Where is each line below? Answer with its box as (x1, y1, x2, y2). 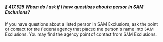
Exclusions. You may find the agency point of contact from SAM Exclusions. (5, 31, 157, 37)
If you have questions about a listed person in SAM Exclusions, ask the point (5, 21, 158, 27)
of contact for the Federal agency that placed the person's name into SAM (5, 26, 154, 32)
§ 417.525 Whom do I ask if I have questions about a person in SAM (5, 4, 144, 10)
